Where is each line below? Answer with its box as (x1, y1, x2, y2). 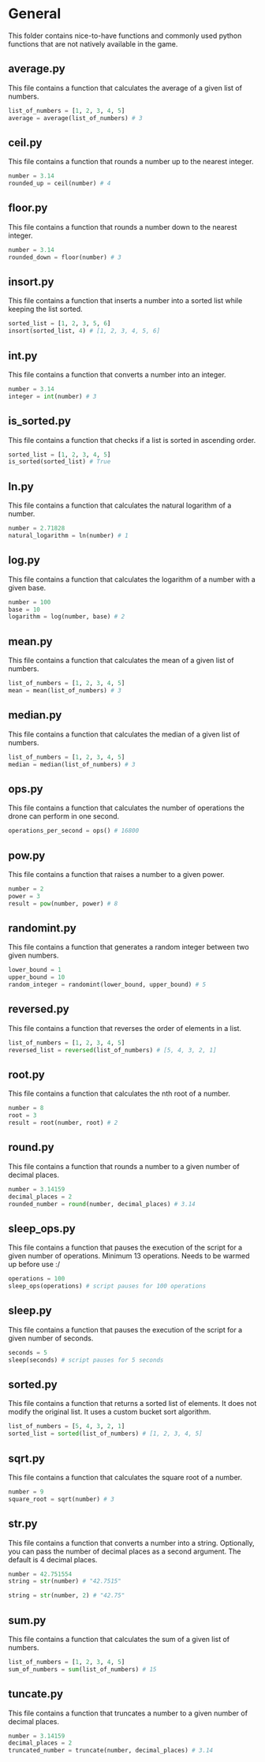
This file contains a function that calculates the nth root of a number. (8, 1089, 231, 1098)
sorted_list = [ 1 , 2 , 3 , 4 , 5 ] (8, 451, 111, 459)
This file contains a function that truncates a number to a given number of (8, 1708, 248, 1718)
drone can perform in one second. (8, 812, 120, 821)
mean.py (8, 635, 53, 648)
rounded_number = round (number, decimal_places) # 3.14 (8, 1200, 196, 1208)
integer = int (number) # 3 (8, 392, 97, 400)
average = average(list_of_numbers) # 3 (8, 114, 144, 122)
